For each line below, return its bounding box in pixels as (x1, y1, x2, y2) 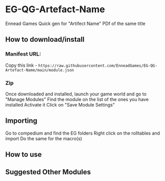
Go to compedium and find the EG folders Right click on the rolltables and (5, 130, 160, 136)
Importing (5, 116, 37, 125)
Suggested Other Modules (5, 167, 91, 176)
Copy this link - (5, 62, 37, 68)
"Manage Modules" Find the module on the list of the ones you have (5, 96, 149, 102)
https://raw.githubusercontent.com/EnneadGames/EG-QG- (38, 63, 157, 68)
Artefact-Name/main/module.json (5, 67, 74, 72)
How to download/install (5, 35, 85, 44)
